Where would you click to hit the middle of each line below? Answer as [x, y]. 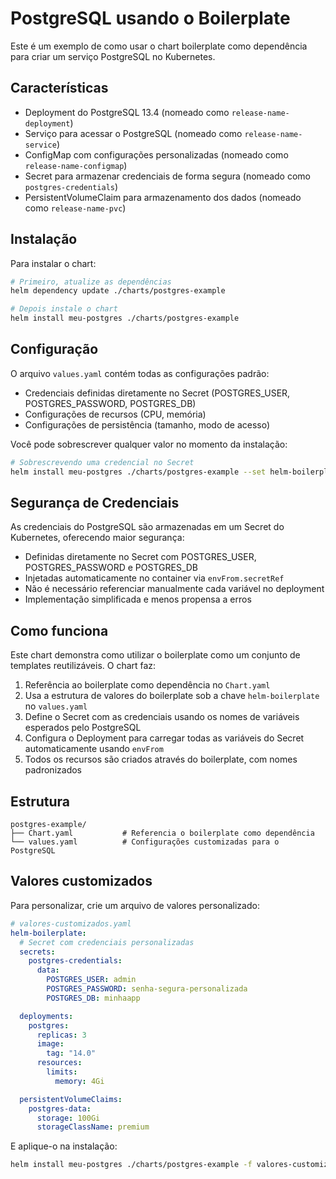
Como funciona [59, 630]
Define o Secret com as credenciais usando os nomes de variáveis [162, 717]
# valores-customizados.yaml [71, 923]
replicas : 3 [61, 1035]
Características [59, 88]
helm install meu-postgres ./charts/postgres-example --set [138, 472]
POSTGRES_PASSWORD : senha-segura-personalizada [147, 989]
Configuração [54, 349]
